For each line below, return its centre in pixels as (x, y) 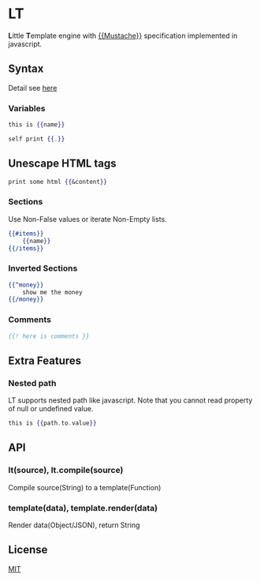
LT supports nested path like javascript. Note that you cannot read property (130, 400)
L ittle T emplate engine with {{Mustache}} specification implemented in (123, 36)
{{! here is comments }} (49, 336)
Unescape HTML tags (62, 164)
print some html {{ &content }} (58, 182)
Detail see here (33, 88)
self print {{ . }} (37, 139)
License (28, 550)
